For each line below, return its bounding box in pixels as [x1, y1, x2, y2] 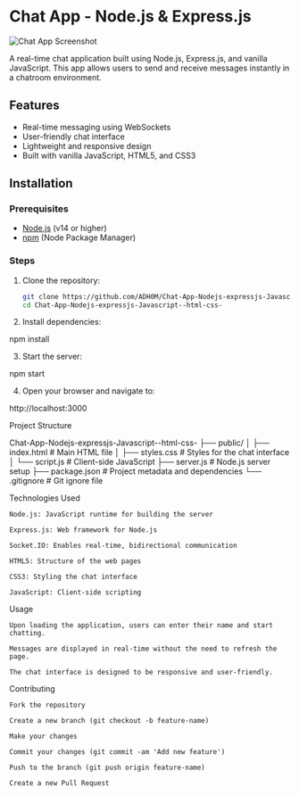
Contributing [9, 684, 55, 694]
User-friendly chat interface [21, 131, 125, 142]
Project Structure [9, 420, 72, 431]
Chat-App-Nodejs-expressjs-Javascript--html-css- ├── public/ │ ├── [9, 437, 270, 448]
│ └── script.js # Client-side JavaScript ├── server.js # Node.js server [9, 457, 271, 468]
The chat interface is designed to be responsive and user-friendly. [9, 667, 274, 677]
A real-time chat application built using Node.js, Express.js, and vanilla [9, 53, 268, 63]
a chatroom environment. [9, 71, 103, 82]
